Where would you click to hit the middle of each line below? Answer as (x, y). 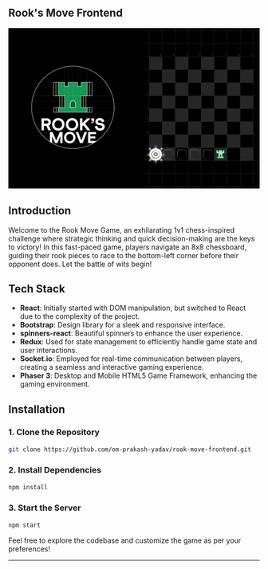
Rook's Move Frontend (66, 13)
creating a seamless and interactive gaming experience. (112, 367)
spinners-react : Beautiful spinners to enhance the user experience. (131, 333)
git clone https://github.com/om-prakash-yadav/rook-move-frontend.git (130, 449)
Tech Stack (37, 289)
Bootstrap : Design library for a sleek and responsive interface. (122, 325)
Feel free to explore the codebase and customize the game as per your (125, 540)
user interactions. (49, 351)
